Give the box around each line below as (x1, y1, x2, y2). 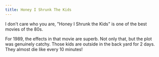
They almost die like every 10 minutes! (5, 46, 83, 52)
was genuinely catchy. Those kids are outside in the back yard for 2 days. (5, 41, 155, 47)
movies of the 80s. (5, 26, 43, 32)
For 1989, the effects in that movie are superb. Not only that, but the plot (5, 36, 152, 42)
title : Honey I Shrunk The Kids (5, 7, 72, 12)
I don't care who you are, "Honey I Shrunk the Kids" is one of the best (5, 21, 147, 27)
